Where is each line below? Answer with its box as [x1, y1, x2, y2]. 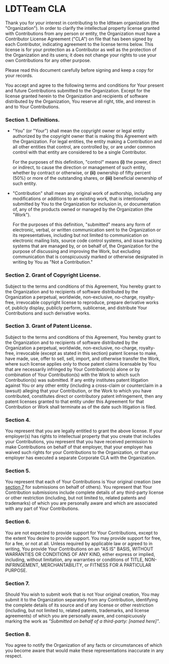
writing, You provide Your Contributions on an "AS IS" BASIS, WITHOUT [5, 546, 153, 552]
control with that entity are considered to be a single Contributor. [12, 149, 147, 156]
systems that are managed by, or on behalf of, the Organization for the [12, 243, 158, 249]
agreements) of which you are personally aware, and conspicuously [5, 613, 146, 619]
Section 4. [5, 416, 31, 423]
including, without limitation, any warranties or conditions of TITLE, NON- [5, 556, 157, 563]
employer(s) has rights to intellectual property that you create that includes [5, 433, 160, 439]
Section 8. [5, 631, 31, 638]
